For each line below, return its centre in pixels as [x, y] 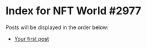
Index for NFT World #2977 [73, 11]
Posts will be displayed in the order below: [57, 27]
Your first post [31, 39]
